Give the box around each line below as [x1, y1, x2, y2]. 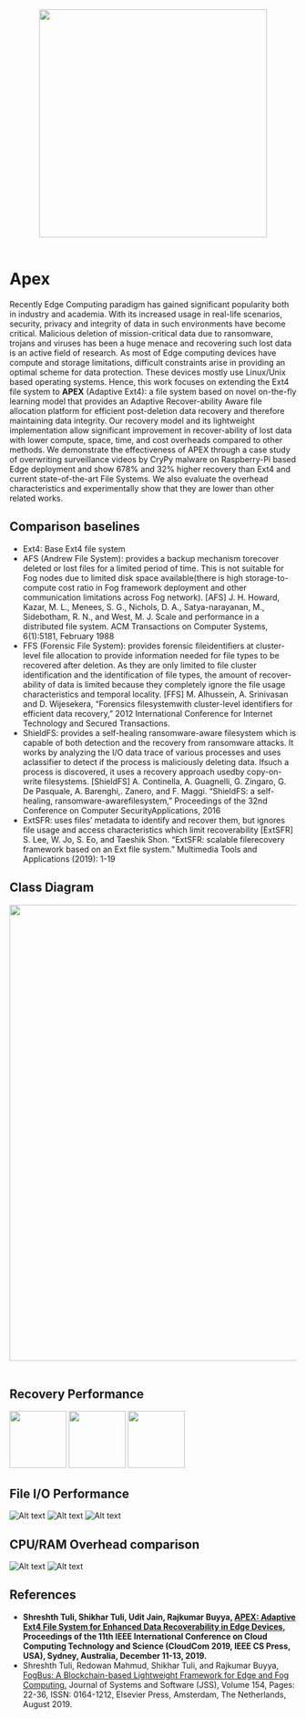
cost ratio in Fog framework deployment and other [57, 582, 248, 593]
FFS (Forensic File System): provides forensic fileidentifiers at [22, 640, 254, 651]
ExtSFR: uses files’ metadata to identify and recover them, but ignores [22, 814, 285, 825]
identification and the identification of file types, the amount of [22, 669, 258, 680]
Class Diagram [9, 880, 94, 896]
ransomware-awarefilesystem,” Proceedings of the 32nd [54, 795, 268, 806]
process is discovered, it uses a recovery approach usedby [22, 766, 245, 777]
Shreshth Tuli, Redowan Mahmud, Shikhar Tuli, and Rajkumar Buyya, [22, 1660, 280, 1671]
